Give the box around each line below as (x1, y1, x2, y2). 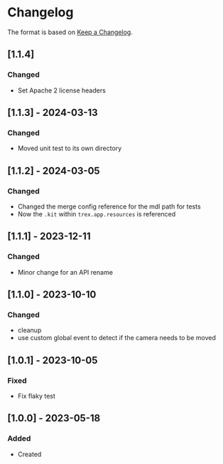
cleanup (17, 326, 42, 334)
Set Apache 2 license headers (17, 86, 107, 95)
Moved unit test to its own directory (17, 144, 122, 153)
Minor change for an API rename (17, 268, 114, 276)
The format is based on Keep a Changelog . (7, 28, 133, 36)
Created (17, 450, 42, 458)
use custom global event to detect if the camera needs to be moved (17, 334, 217, 342)
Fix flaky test (17, 392, 55, 401)
